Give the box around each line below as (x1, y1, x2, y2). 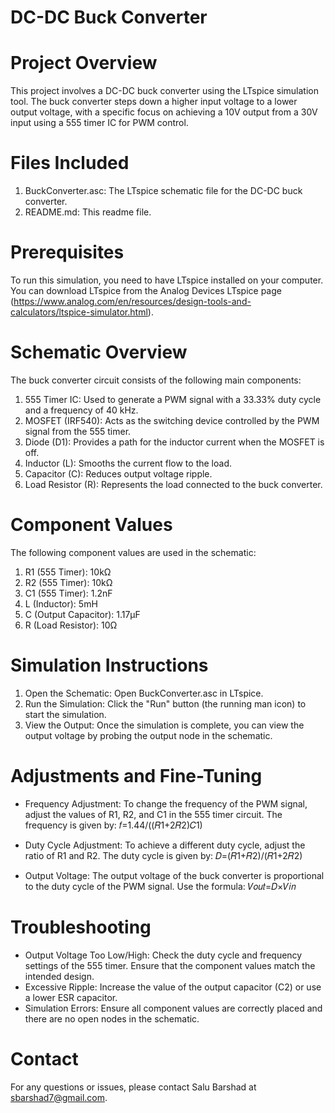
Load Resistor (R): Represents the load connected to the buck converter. (24, 478, 323, 490)
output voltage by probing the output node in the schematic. (24, 729, 273, 741)
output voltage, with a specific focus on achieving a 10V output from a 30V (10, 106, 318, 118)
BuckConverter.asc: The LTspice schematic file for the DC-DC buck (24, 185, 303, 197)
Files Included (10, 152, 130, 175)
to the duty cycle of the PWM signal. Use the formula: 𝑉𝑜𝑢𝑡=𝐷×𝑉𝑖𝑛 (24, 880, 297, 892)
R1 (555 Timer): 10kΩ (24, 566, 112, 578)
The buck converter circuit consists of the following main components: (10, 374, 302, 386)
